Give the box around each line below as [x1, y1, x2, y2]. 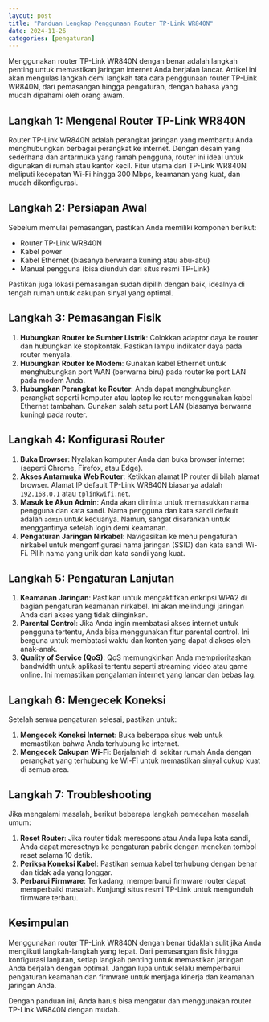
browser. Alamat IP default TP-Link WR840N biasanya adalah [19, 480, 223, 489]
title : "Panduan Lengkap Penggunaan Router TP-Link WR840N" [8, 19, 214, 27]
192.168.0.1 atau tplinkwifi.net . [19, 488, 131, 498]
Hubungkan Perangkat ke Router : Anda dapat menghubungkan [19, 384, 231, 394]
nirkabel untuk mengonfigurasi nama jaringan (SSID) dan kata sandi [19, 540, 244, 550]
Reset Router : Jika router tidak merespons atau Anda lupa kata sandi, [19, 833, 251, 843]
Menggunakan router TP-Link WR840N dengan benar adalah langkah [8, 56, 238, 66]
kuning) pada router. [19, 410, 88, 419]
